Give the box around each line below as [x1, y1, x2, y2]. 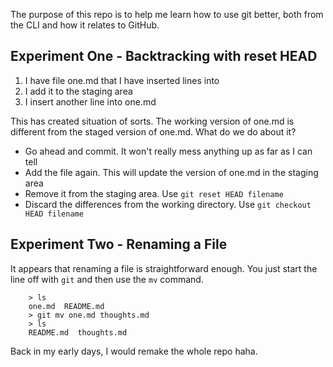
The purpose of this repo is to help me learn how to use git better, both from [10, 9, 324, 20]
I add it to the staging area [24, 85, 133, 97]
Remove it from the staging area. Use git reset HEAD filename [24, 187, 284, 199]
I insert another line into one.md [24, 95, 157, 108]
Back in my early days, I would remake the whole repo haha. [10, 345, 258, 357]
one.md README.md [28, 301, 105, 311]
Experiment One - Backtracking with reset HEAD [10, 48, 318, 65]
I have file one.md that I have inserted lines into [24, 74, 220, 86]
